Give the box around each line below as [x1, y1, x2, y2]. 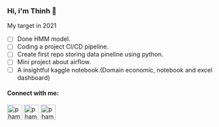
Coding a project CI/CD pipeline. [16, 42, 109, 51]
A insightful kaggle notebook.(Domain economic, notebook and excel [16, 66, 213, 74]
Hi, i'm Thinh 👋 [7, 6, 57, 16]
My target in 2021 [7, 22, 57, 30]
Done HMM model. [16, 35, 71, 43]
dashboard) [16, 73, 50, 81]
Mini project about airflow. [16, 58, 91, 66]
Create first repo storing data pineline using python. [16, 51, 163, 59]
